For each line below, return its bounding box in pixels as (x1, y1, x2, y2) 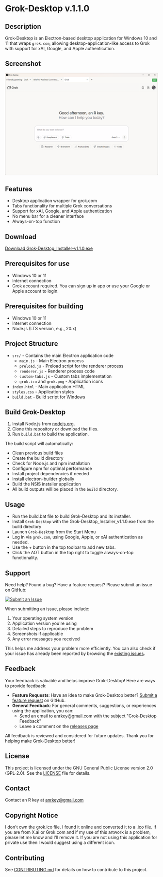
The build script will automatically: (5, 441, 74, 447)
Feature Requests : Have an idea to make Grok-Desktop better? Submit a (12, 692, 158, 698)
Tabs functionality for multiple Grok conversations (12, 203, 113, 209)
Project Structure (5, 339, 58, 348)
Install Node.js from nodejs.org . (12, 421, 75, 427)
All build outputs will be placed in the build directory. (12, 486, 118, 492)
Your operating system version (12, 615, 74, 621)
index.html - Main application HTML (12, 383, 85, 390)
